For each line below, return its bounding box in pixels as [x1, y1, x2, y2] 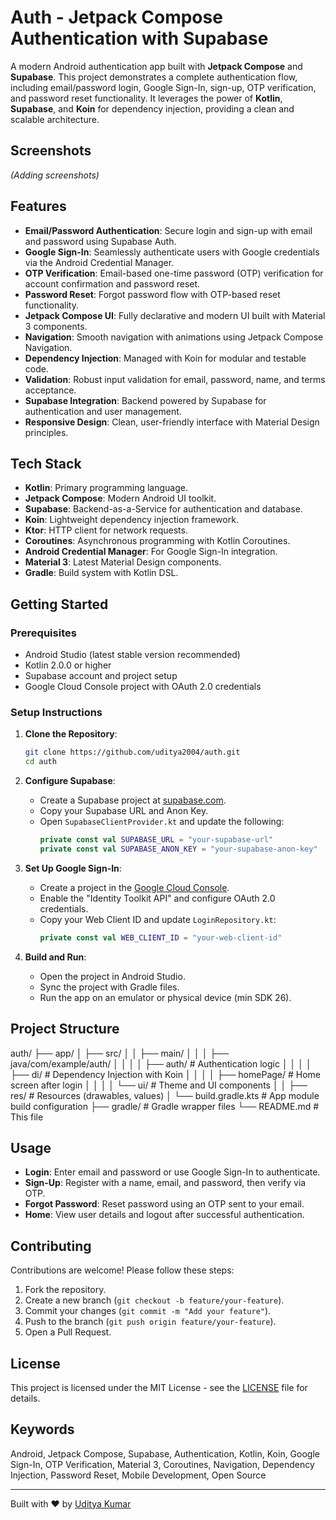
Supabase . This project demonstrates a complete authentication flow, [10, 71, 298, 83]
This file [10, 1111, 44, 1123]
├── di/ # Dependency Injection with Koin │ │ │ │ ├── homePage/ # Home [10, 1068, 322, 1080]
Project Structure [10, 1021, 120, 1038]
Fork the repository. [24, 1284, 107, 1296]
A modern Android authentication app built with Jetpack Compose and [10, 60, 303, 72]
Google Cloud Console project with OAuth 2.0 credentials [24, 681, 262, 693]
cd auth [24, 757, 57, 767]
